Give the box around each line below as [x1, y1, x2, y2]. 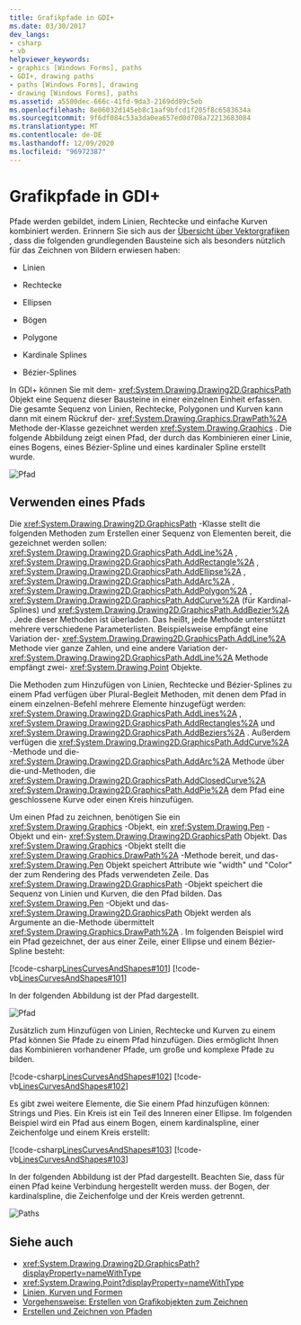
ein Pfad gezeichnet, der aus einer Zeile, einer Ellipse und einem [9, 936, 247, 947]
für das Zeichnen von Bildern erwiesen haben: [9, 244, 181, 255]
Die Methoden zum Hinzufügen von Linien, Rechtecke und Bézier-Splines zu [9, 679, 292, 690]
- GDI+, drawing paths [9, 72, 94, 81]
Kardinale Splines [22, 349, 87, 360]
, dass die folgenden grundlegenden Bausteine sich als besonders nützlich [9, 235, 286, 246]
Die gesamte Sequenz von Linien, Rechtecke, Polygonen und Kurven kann [9, 403, 284, 414]
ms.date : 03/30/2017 [9, 22, 87, 31]
